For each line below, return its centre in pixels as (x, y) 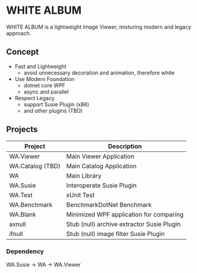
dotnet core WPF (44, 85)
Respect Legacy (35, 98)
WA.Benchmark (31, 204)
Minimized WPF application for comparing (125, 214)
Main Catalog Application (101, 166)
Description (125, 146)
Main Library (84, 175)
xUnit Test (81, 195)
